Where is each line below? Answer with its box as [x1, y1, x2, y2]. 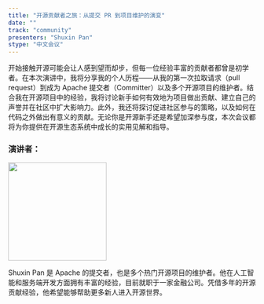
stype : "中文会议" [8, 41, 64, 49]
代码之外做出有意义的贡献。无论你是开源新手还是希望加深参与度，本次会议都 [8, 112, 256, 122]
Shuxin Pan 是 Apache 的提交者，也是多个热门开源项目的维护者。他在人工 [8, 268, 247, 277]
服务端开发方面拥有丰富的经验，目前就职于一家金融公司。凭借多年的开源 [21, 278, 256, 288]
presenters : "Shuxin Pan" [8, 33, 93, 42]
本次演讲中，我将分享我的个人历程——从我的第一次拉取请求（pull [28, 73, 240, 82]
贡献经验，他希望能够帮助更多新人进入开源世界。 [8, 288, 167, 297]
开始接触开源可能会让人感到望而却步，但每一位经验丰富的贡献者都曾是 [8, 64, 236, 73]
